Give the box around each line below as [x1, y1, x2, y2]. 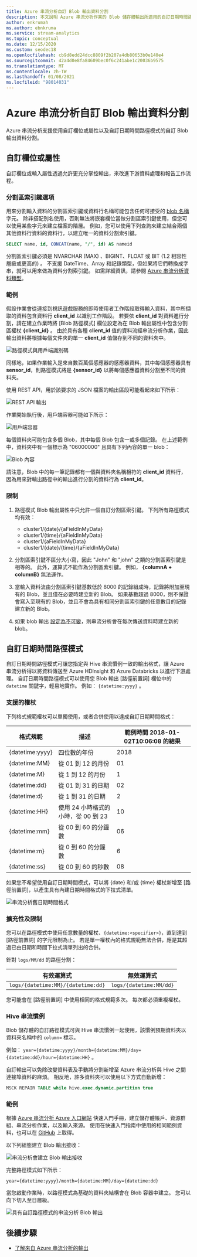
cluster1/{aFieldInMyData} [23, 537, 86, 545]
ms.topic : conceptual [6, 36, 59, 42]
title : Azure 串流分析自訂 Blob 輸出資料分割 [6, 8, 108, 15]
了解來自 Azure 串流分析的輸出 [14, 1245, 89, 1252]
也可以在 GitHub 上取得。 [16, 1129, 77, 1136]
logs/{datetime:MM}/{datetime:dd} [9, 982, 106, 988]
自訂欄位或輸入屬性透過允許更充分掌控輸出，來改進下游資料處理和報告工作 [6, 169, 186, 176]
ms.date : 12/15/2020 [6, 42, 57, 47]
